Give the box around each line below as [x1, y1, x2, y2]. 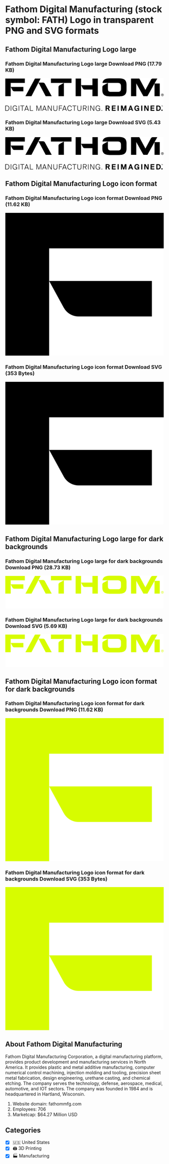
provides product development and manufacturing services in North [5, 1059, 146, 1065]
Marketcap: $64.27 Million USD [12, 1111, 78, 1118]
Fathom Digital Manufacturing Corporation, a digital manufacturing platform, [5, 1053, 163, 1060]
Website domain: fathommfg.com [12, 1100, 82, 1107]
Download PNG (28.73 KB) [5, 564, 71, 571]
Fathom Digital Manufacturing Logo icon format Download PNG [5, 195, 162, 202]
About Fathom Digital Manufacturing [5, 1040, 122, 1049]
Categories [5, 1126, 41, 1134]
